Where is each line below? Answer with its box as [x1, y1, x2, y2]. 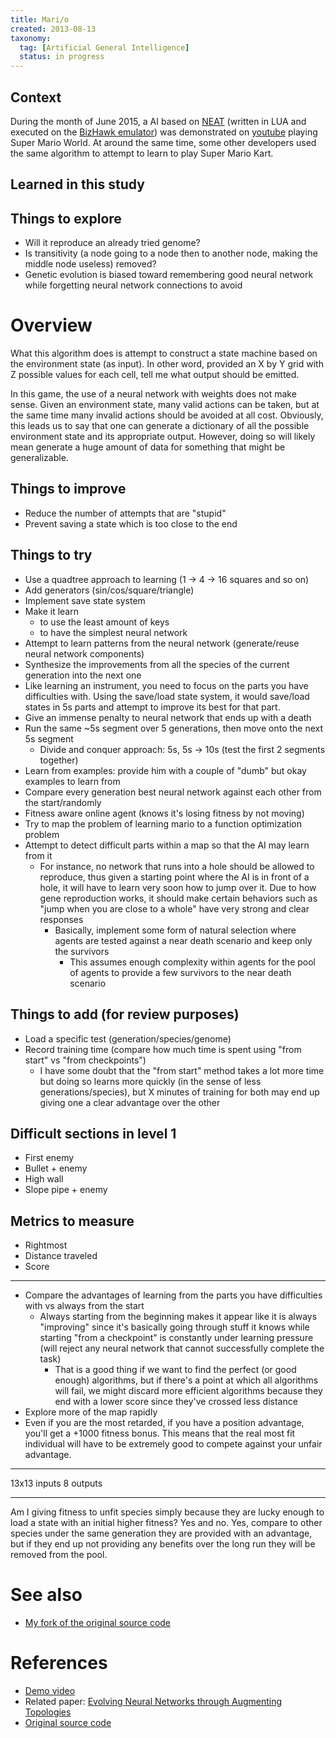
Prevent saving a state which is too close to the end [24, 517, 238, 530]
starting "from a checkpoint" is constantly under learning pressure [39, 1332, 314, 1344]
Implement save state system [24, 594, 146, 606]
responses [39, 913, 84, 925]
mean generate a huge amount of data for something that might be [10, 441, 286, 453]
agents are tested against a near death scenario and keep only [54, 934, 313, 946]
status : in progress [19, 52, 105, 62]
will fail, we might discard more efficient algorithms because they [54, 1385, 323, 1397]
